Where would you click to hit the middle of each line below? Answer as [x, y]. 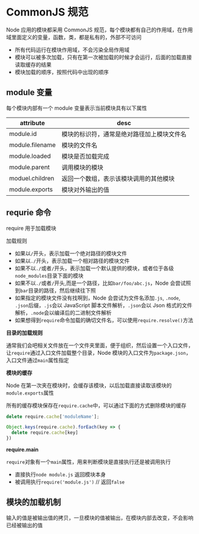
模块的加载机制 [34, 502]
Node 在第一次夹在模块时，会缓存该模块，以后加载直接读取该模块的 [89, 385]
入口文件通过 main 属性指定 [38, 360]
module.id [23, 133]
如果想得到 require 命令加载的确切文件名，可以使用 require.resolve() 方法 [104, 320]
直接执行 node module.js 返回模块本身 [60, 475]
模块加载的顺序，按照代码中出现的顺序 [61, 72]
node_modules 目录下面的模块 [49, 275]
